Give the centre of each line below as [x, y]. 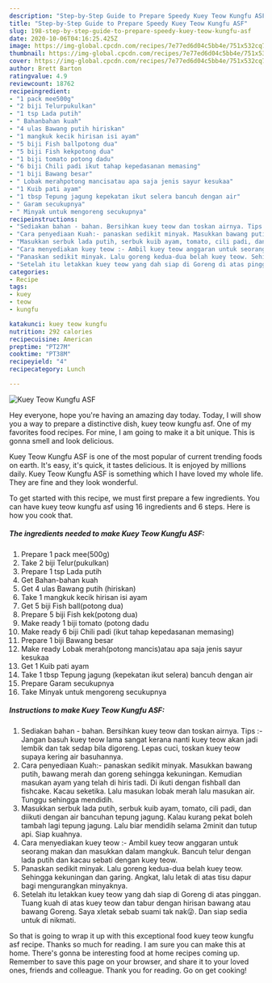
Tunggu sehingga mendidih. [67, 799]
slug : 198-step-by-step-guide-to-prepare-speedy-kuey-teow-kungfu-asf [130, 31]
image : [20, 46]
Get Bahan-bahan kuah [59, 580]
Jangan [33, 739]
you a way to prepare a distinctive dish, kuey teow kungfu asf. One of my [130, 423]
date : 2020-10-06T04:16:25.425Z [63, 38]
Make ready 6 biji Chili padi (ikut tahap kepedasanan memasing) [128, 632]
